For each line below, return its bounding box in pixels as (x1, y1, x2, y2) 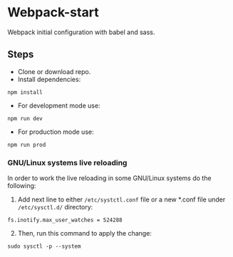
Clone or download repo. (17, 67, 91, 75)
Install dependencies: (17, 75, 81, 83)
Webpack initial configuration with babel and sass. (7, 28, 155, 36)
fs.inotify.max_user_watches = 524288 (7, 216, 123, 224)
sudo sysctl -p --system (7, 243, 81, 250)
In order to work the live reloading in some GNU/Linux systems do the (7, 174, 212, 182)
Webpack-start (7, 4, 99, 21)
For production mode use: (17, 127, 94, 136)
